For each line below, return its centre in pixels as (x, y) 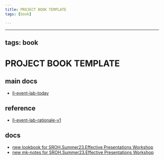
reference (20, 108)
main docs (21, 81)
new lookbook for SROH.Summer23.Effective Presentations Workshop (83, 147)
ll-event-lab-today (30, 93)
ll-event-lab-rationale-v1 (37, 120)
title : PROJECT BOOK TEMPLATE (36, 9)
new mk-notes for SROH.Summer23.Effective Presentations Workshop (83, 152)
